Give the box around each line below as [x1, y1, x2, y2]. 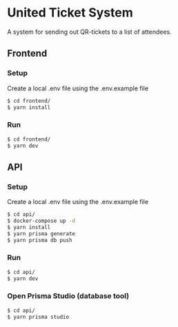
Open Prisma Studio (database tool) [7, 291, 130, 301]
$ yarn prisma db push [7, 237, 72, 244]
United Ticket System [7, 5, 133, 21]
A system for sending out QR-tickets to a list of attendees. [7, 28, 172, 36]
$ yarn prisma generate [7, 230, 76, 237]
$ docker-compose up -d [7, 217, 76, 224]
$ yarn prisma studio [7, 313, 70, 320]
